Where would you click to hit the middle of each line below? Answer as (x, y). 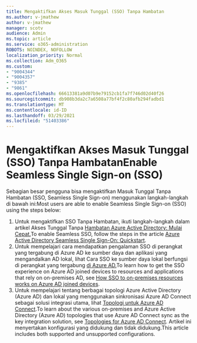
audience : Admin (26, 34)
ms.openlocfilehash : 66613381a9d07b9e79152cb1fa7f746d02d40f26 (85, 94)
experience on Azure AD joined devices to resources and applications (99, 272)
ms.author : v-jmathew (33, 17)
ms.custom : (19, 66)
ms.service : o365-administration (47, 45)
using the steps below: (34, 210)
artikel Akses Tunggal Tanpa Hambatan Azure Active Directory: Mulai (98, 228)
